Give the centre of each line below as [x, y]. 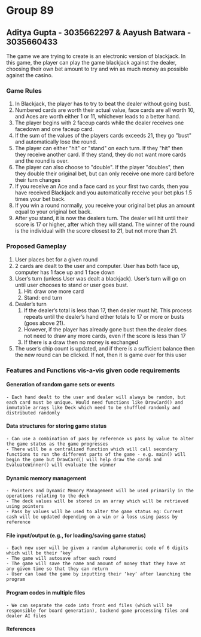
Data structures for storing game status [57, 426]
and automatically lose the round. [56, 142]
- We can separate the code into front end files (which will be [89, 605]
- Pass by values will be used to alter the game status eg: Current [95, 512]
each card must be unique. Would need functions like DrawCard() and [95, 402]
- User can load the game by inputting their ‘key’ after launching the [99, 574]
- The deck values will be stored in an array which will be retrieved [97, 501]
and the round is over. [42, 161]
